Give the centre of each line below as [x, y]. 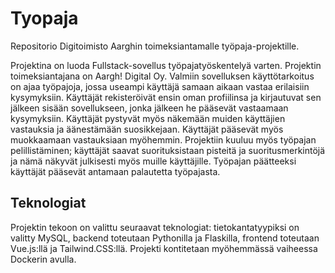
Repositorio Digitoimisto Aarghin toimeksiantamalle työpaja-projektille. [155, 46]
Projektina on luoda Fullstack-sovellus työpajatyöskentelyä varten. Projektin [166, 65]
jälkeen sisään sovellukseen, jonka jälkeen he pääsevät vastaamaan [149, 108]
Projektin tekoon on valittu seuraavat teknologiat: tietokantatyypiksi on [155, 227]
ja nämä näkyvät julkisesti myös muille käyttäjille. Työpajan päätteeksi [153, 161]
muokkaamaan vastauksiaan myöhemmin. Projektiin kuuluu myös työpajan [163, 139]
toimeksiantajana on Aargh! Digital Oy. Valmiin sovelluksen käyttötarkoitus [162, 76]
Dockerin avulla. [43, 259]
